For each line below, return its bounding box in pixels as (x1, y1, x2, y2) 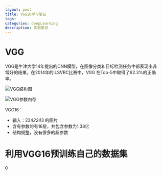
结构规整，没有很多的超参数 (12, 129, 69, 135)
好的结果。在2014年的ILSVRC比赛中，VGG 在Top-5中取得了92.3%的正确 (9, 70, 156, 75)
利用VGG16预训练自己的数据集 (5, 149, 128, 160)
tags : (5, 16, 16, 21)
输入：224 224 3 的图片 (12, 117, 58, 123)
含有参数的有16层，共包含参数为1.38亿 (12, 124, 90, 129)
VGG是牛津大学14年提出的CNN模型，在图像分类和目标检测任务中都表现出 (5, 63, 153, 69)
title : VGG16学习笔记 (5, 12, 46, 17)
